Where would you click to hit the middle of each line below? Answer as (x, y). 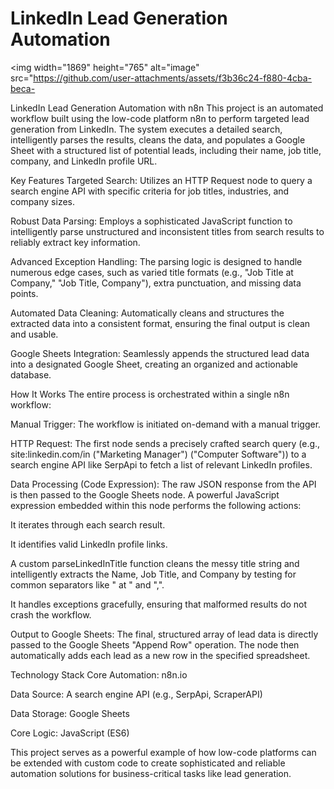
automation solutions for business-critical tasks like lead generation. (151, 773)
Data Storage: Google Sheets (70, 713)
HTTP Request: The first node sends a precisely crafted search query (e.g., (165, 443)
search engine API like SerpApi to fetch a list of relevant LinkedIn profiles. (161, 464)
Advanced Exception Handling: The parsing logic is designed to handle (156, 261)
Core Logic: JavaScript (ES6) (70, 733)
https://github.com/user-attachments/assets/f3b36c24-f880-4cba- (172, 78)
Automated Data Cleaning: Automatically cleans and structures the (147, 313)
